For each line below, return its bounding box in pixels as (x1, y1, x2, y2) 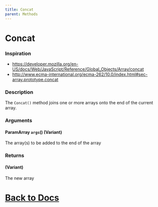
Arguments (5, 117, 33, 124)
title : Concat (5, 7, 34, 12)
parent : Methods (5, 12, 38, 17)
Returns (5, 152, 24, 159)
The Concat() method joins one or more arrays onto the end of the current (5, 100, 153, 106)
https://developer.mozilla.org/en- (12, 61, 79, 67)
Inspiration (5, 50, 32, 56)
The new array (5, 175, 35, 181)
